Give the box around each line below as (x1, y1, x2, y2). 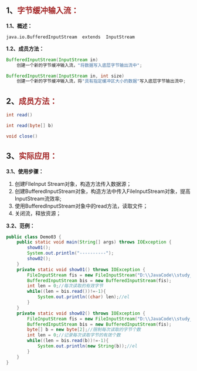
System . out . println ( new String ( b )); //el (37, 343, 138, 349)
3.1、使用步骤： (6, 168, 44, 175)
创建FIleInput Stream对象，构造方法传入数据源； (14, 180, 132, 187)
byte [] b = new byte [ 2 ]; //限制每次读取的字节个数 (27, 327, 141, 333)
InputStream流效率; (14, 195, 62, 202)
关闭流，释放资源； (14, 209, 62, 216)
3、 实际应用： (6, 151, 57, 161)
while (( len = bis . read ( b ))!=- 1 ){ (27, 337, 109, 344)
